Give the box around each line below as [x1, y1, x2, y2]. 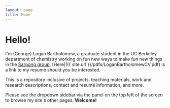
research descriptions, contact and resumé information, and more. [5, 82, 144, 88]
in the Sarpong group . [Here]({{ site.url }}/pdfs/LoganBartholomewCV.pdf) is [5, 61, 165, 67]
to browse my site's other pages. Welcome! [5, 97, 97, 103]
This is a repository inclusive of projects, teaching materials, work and [5, 77, 152, 83]
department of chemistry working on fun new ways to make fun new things [5, 56, 162, 62]
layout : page [5, 7, 33, 13]
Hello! [5, 34, 31, 46]
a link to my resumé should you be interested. [5, 67, 100, 73]
